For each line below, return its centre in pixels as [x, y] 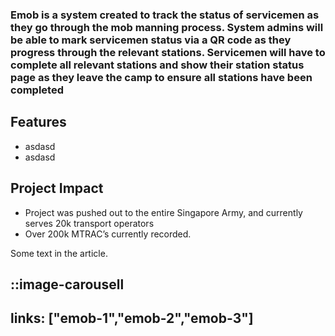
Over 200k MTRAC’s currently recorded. [108, 234]
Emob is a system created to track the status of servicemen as [165, 15]
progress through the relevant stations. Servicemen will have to [168, 52]
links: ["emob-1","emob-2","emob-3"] [132, 318]
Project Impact [57, 188]
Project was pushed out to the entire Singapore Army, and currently [163, 212]
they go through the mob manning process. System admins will [167, 27]
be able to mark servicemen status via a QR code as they [151, 40]
